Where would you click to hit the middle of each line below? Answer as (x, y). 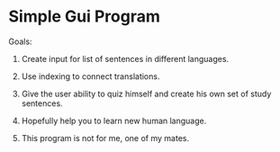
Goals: (20, 41)
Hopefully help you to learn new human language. (114, 121)
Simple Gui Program (85, 17)
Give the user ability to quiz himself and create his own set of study (146, 94)
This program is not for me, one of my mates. (105, 138)
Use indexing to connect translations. (90, 76)
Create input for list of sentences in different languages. (125, 58)
